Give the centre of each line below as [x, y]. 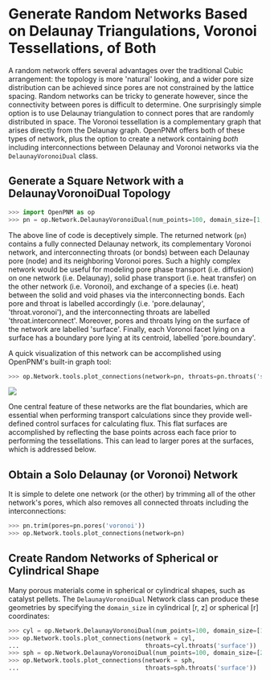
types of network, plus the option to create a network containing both [123, 138]
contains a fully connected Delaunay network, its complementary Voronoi [130, 244]
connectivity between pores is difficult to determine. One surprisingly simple [135, 104]
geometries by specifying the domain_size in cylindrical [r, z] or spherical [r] [133, 607]
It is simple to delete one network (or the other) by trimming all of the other [132, 494]
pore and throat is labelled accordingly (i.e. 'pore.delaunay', [107, 303]
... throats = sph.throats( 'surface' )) [133, 668]
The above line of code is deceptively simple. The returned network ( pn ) [128, 235]
